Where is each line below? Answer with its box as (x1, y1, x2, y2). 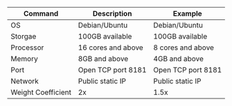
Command (23, 9, 59, 18)
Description (92, 9, 132, 18)
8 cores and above (153, 43, 215, 52)
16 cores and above (78, 43, 143, 52)
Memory (10, 54, 38, 63)
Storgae (10, 32, 37, 41)
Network (10, 76, 39, 85)
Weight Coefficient (10, 87, 71, 97)
